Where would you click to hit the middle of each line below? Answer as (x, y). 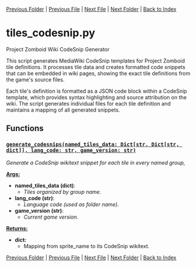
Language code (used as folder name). (71, 204)
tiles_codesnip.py (51, 33)
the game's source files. (35, 79)
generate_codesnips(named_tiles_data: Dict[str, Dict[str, (93, 144)
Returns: (17, 228)
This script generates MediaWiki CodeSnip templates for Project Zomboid (96, 61)
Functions (25, 128)
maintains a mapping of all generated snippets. (63, 110)
